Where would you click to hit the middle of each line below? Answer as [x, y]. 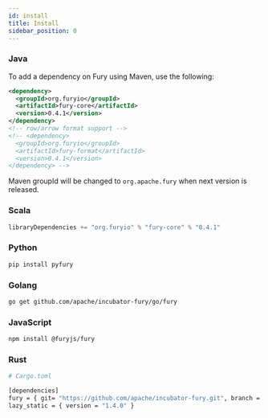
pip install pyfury [41, 264]
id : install [28, 16]
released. [24, 190]
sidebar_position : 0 [43, 31]
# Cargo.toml [30, 376]
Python [23, 248]
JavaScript [30, 322]
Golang [23, 285]
